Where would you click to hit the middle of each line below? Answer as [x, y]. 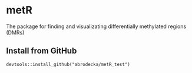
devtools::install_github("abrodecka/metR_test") [68, 64]
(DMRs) [15, 32]
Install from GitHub [42, 51]
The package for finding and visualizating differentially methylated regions [96, 26]
